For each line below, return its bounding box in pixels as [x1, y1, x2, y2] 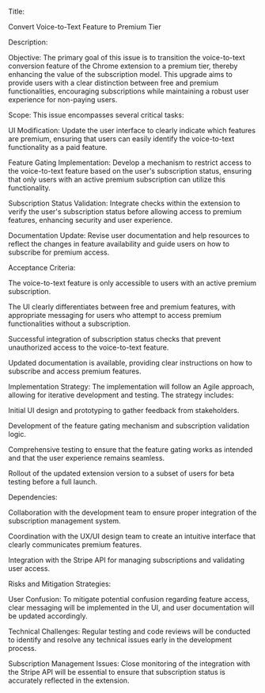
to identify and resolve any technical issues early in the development [8, 635, 232, 645]
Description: [8, 37, 48, 47]
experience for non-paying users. [8, 95, 118, 104]
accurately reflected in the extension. [8, 676, 130, 685]
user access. [8, 564, 50, 573]
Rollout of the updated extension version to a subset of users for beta [8, 469, 235, 478]
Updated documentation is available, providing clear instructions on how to [8, 358, 253, 367]
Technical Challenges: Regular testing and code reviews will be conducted [8, 626, 251, 636]
